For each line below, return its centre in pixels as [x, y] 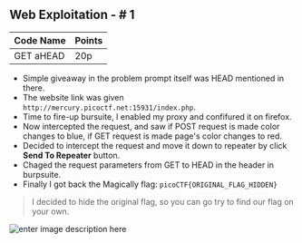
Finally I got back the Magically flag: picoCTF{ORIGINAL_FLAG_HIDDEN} [150, 184]
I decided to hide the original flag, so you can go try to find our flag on [163, 201]
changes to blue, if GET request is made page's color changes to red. [152, 136]
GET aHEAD [39, 55]
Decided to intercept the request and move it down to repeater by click [155, 145]
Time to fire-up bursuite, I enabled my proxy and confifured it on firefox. [157, 116]
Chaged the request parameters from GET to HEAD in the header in [148, 165]
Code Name [40, 40]
